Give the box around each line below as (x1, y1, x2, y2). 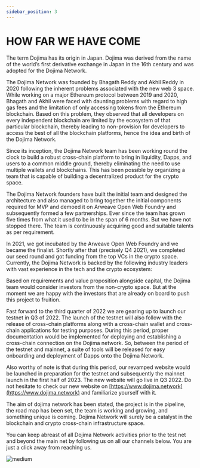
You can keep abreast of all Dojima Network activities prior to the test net (6, 431, 186, 438)
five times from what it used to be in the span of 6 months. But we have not (6, 215, 191, 223)
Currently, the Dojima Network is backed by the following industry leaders (6, 259, 188, 266)
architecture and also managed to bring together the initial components (6, 196, 181, 204)
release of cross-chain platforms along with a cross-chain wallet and (6, 320, 176, 327)
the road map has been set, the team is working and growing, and (6, 407, 168, 414)
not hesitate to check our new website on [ (6, 383, 112, 390)
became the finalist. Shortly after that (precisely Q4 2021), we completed (6, 246, 185, 254)
